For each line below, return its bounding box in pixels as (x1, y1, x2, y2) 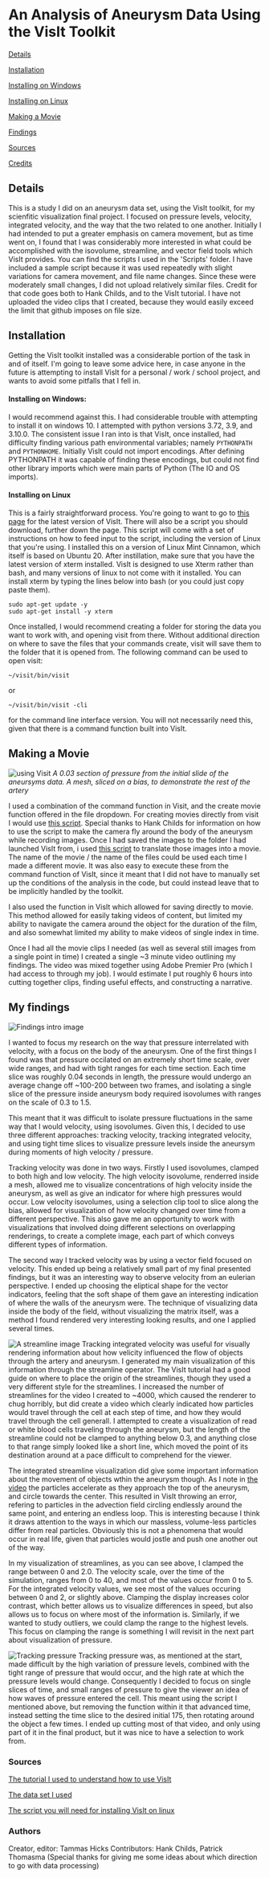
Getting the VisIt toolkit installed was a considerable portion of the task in (8, 350, 251, 359)
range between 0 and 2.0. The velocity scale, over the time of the (8, 1566, 225, 1577)
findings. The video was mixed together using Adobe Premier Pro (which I (8, 960, 253, 970)
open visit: (8, 655, 43, 665)
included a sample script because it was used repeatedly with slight (8, 263, 233, 273)
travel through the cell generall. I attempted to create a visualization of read (8, 1416, 257, 1425)
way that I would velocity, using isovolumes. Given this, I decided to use (8, 1121, 246, 1131)
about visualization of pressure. (8, 1634, 112, 1645)
